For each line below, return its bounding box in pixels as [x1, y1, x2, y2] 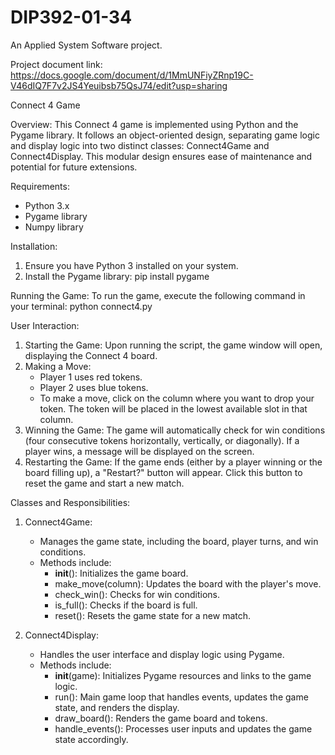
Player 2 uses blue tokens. [39, 381, 149, 393]
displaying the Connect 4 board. [24, 349, 158, 361]
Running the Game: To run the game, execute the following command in [10, 289, 306, 301]
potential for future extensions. [10, 161, 138, 173]
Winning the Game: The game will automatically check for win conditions [24, 424, 326, 436]
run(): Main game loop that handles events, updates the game [54, 691, 309, 703]
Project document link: [10, 58, 103, 70]
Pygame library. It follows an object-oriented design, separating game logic [10, 129, 320, 141]
